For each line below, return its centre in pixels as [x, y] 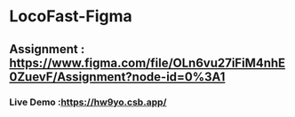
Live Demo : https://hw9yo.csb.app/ [88, 102]
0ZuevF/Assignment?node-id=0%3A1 [117, 77]
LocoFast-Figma [71, 16]
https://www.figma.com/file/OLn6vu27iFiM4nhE [147, 62]
